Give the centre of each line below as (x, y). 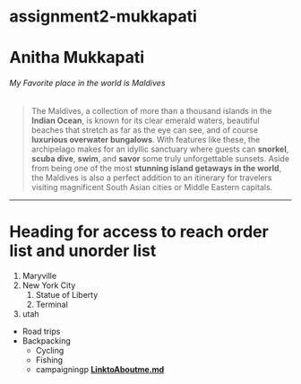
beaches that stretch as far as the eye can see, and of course (144, 130)
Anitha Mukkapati (77, 58)
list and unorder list (83, 251)
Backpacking (46, 340)
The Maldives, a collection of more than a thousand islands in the (151, 110)
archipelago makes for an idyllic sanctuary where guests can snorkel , (160, 149)
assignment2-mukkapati (103, 17)
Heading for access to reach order (139, 231)
